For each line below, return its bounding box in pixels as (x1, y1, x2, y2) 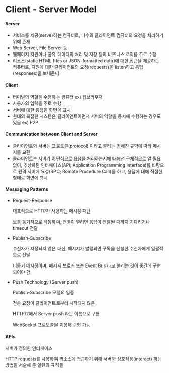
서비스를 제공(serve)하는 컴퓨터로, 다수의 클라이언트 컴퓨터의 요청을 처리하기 (12, 32, 164, 38)
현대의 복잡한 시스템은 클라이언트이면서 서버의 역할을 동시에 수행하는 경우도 (12, 113, 161, 119)
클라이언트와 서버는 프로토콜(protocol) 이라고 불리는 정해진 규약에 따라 (12, 143, 152, 149)
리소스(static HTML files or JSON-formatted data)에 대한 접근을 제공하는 (12, 58, 160, 64)
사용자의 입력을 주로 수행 (12, 100, 62, 106)
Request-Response (12, 198, 53, 203)
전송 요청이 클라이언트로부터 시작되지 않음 (12, 300, 95, 306)
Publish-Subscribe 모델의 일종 (12, 289, 74, 295)
